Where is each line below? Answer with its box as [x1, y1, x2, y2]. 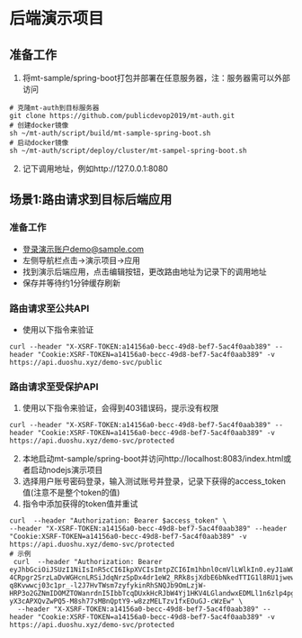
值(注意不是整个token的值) [22, 488, 120, 498]
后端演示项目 [9, 8, 105, 29]
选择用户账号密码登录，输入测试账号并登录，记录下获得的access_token [22, 476, 286, 487]
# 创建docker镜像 [9, 121, 69, 130]
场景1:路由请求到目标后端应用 [9, 192, 173, 207]
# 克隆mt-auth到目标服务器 [9, 104, 100, 113]
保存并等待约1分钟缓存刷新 [22, 277, 121, 288]
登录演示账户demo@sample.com [22, 243, 145, 254]
